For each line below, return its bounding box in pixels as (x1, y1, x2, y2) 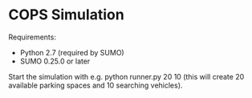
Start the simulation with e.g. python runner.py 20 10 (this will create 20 (8, 71, 245, 81)
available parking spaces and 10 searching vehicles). (8, 80, 183, 90)
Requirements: (8, 32, 56, 42)
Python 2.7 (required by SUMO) (19, 47, 124, 57)
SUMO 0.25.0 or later (19, 56, 91, 66)
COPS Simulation (8, 6, 124, 24)
